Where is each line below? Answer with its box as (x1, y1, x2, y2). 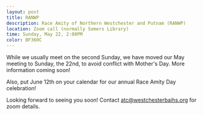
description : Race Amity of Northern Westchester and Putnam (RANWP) (6, 20, 187, 26)
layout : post (6, 8, 40, 15)
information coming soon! (6, 67, 71, 73)
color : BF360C (6, 37, 43, 43)
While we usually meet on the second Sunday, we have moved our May (6, 54, 185, 61)
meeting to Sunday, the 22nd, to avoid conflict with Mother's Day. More (6, 60, 185, 67)
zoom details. (6, 103, 40, 110)
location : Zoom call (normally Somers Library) (6, 25, 129, 32)
